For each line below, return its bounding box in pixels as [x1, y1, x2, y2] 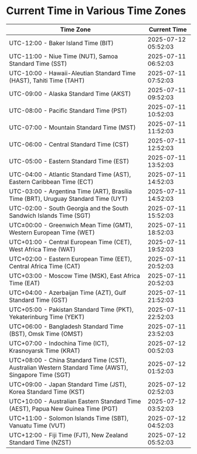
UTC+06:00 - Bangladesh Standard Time [9, 322, 124, 330]
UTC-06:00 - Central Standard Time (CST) [9, 140, 129, 148]
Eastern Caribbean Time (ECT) [9, 177, 94, 186]
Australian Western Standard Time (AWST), [9, 363, 128, 371]
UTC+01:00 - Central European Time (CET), [9, 238, 132, 246]
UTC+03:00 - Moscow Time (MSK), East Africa [9, 271, 141, 280]
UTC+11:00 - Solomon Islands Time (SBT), [9, 414, 129, 422]
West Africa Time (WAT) [9, 245, 76, 253]
